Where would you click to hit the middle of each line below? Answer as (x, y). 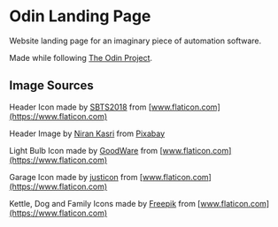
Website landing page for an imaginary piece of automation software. (135, 41)
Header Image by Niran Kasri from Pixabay (87, 133)
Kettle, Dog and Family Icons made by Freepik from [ (105, 203)
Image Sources (52, 86)
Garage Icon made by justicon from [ (76, 177)
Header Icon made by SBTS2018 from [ (81, 107)
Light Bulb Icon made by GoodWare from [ (86, 150)
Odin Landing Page (80, 16)
